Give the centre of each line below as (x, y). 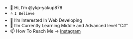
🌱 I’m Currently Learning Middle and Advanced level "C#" (69, 25)
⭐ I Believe (22, 13)
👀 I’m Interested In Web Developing (46, 20)
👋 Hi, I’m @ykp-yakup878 (36, 8)
